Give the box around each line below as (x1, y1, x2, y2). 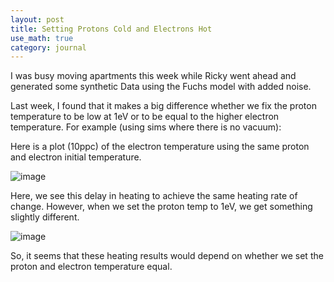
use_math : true (10, 33, 74, 43)
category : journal (10, 42, 87, 53)
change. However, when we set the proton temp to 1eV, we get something (10, 201, 313, 213)
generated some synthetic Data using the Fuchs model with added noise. (10, 81, 312, 93)
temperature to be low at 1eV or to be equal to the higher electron (10, 111, 280, 123)
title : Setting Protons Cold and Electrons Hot (10, 24, 213, 34)
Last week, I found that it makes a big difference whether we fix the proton (10, 100, 317, 112)
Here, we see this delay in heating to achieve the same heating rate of (10, 190, 298, 202)
